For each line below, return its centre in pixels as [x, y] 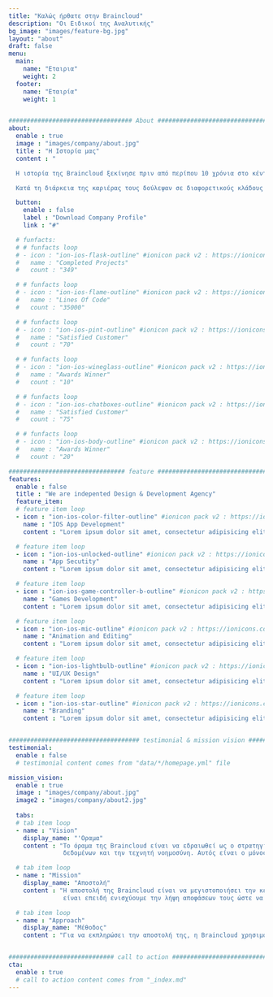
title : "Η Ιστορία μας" [58, 151]
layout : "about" [36, 39]
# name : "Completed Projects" [72, 262]
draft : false [30, 46]
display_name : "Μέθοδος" [65, 928]
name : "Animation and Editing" [78, 636]
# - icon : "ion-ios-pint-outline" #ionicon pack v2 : [110, 330]
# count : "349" [47, 270]
